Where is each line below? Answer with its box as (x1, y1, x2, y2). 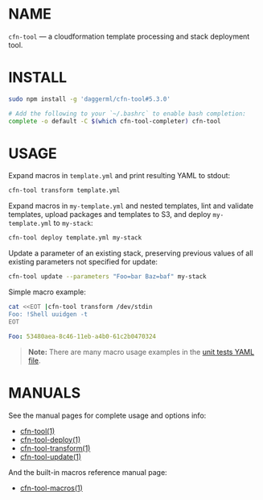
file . (27, 356, 41, 365)
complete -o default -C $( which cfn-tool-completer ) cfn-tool (8, 117, 221, 125)
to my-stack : (53, 219, 93, 228)
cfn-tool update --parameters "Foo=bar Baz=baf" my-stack (8, 273, 207, 281)
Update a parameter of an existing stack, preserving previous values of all (8, 248, 253, 258)
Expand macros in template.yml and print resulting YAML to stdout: (8, 171, 231, 181)
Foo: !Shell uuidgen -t (8, 310, 88, 319)
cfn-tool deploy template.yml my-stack (8, 234, 142, 242)
